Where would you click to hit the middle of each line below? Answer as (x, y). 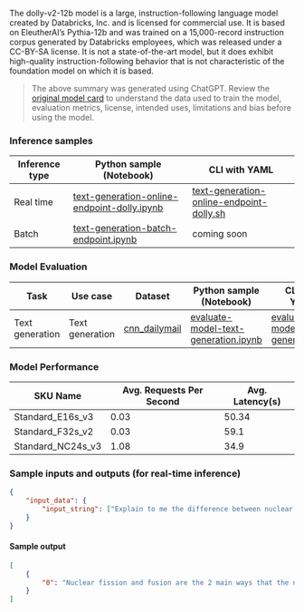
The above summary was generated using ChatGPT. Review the (150, 88)
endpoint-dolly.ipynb (118, 208)
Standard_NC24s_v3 (58, 446)
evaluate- (211, 316)
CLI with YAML (241, 170)
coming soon (220, 234)
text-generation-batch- (125, 228)
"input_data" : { (57, 501)
